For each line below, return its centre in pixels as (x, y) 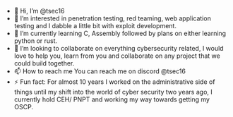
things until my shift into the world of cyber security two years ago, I (113, 92)
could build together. (44, 63)
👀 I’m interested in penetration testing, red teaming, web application (113, 18)
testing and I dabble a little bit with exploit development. (95, 26)
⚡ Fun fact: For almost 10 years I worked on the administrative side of (114, 82)
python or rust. (36, 41)
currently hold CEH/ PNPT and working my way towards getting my (112, 99)
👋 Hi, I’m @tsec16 (39, 11)
